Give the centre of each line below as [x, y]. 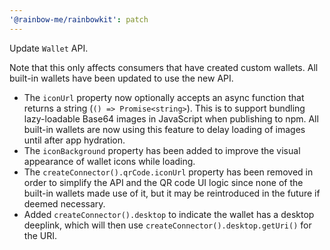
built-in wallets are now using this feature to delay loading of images [164, 129]
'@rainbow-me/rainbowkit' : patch [79, 19]
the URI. [40, 235]
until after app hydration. [74, 140]
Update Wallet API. [49, 48]
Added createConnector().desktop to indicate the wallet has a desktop [169, 214]
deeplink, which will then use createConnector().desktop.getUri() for [167, 225]
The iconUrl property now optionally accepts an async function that [164, 97]
